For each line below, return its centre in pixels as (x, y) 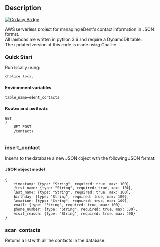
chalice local (19, 77)
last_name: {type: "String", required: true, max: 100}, (72, 192)
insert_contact (23, 148)
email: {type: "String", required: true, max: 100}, (68, 205)
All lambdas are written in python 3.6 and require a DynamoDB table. (73, 39)
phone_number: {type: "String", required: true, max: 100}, (76, 209)
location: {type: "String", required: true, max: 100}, (72, 201)
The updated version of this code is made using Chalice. (61, 44)
